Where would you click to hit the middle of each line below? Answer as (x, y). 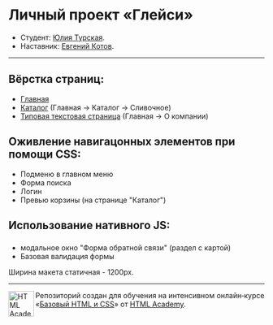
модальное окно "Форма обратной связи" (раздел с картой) (126, 247)
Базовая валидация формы (67, 256)
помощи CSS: (45, 155)
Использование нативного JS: (89, 225)
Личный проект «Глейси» (101, 15)
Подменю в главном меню (67, 174)
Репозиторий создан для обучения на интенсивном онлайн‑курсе (150, 295)
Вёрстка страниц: (56, 79)
